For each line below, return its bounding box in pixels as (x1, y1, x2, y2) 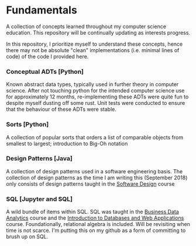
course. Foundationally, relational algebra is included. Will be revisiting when (6, 221, 190, 228)
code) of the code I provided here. (6, 53, 89, 60)
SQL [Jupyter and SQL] (6, 194, 73, 203)
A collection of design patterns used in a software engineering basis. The (6, 168, 183, 175)
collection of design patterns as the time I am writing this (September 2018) (6, 174, 188, 181)
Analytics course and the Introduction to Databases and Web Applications (6, 214, 184, 221)
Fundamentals (6, 4, 77, 17)
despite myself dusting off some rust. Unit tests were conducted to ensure (6, 100, 185, 107)
